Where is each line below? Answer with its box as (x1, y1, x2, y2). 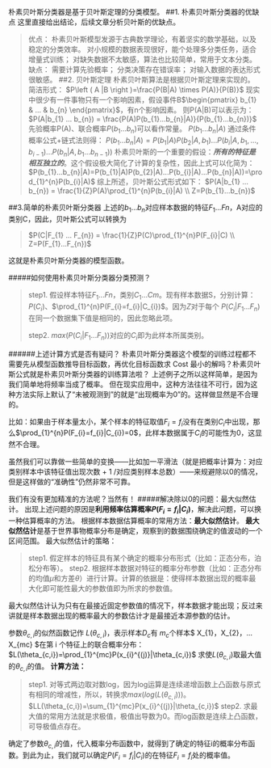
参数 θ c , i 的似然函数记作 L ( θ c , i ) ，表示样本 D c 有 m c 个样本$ (8, 627, 195, 639)
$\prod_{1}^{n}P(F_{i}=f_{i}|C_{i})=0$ (15, 428, 139, 438)
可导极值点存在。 (27, 722, 85, 732)
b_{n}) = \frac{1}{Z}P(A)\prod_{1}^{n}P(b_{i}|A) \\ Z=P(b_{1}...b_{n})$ (27, 186, 256, 196)
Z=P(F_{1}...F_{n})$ (27, 239, 92, 249)
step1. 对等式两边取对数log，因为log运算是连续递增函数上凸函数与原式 (27, 680, 261, 690)
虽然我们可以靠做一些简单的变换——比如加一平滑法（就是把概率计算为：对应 (8, 457, 263, 466)
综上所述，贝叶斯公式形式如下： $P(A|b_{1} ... (96, 177, 248, 187)
